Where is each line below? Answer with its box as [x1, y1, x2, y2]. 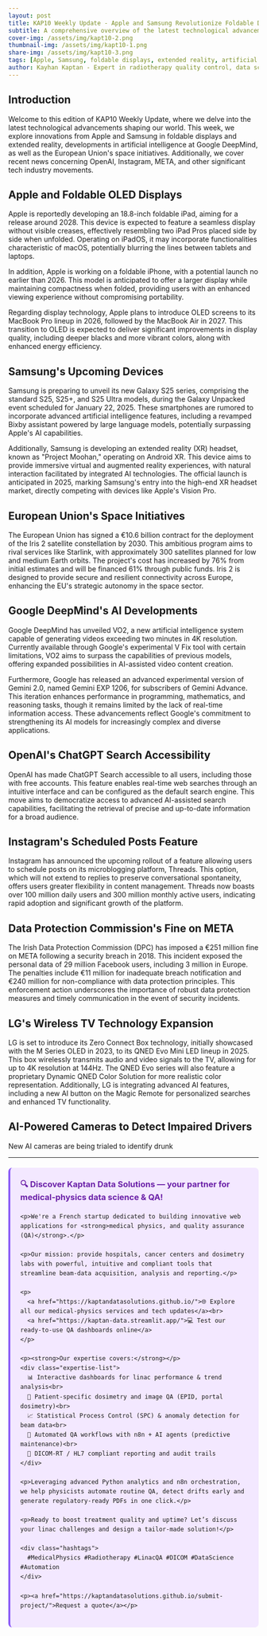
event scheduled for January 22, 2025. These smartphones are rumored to [8, 403, 254, 413]
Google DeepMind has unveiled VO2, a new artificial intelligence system [8, 625, 244, 634]
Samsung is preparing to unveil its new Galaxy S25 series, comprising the [8, 386, 249, 395]
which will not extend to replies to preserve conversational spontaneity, [8, 873, 242, 883]
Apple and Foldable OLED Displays [8, 188, 183, 202]
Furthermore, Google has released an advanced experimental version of [8, 674, 245, 684]
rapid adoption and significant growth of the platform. [8, 898, 184, 908]
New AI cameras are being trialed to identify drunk [8, 1141, 173, 1151]
